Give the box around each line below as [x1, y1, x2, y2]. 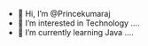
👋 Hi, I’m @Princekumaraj [17, 9, 111, 19]
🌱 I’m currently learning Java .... [17, 27, 135, 37]
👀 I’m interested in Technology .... [17, 18, 140, 28]
